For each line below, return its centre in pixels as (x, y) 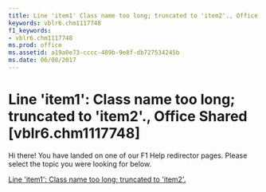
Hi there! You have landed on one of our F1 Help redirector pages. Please (128, 155)
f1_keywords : (30, 30)
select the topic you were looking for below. (80, 163)
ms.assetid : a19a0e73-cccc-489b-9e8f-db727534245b (94, 53)
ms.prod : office (35, 45)
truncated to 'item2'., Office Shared (128, 117)
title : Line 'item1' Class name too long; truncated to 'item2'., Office (133, 16)
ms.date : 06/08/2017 (43, 61)
